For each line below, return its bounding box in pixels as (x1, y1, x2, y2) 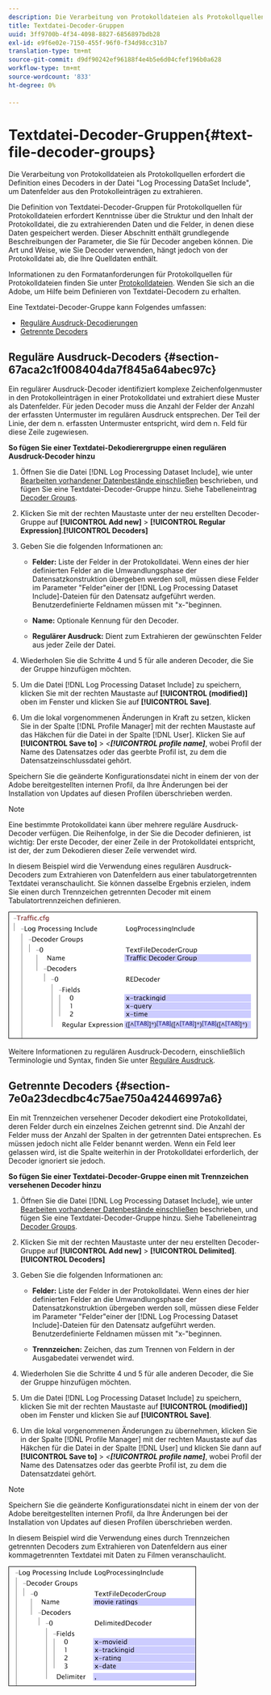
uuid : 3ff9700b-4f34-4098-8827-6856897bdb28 (8, 30, 161, 38)
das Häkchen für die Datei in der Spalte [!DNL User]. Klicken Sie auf (19, 730, 246, 740)
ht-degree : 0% (8, 81, 56, 89)
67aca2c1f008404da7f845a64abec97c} (8, 362, 217, 376)
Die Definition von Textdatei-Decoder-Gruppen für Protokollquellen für (8, 202, 243, 212)
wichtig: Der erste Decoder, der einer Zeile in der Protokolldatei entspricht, (8, 837, 256, 847)
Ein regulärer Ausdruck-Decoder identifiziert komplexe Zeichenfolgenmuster (8, 384, 263, 394)
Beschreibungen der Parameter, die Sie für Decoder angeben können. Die (8, 237, 253, 247)
